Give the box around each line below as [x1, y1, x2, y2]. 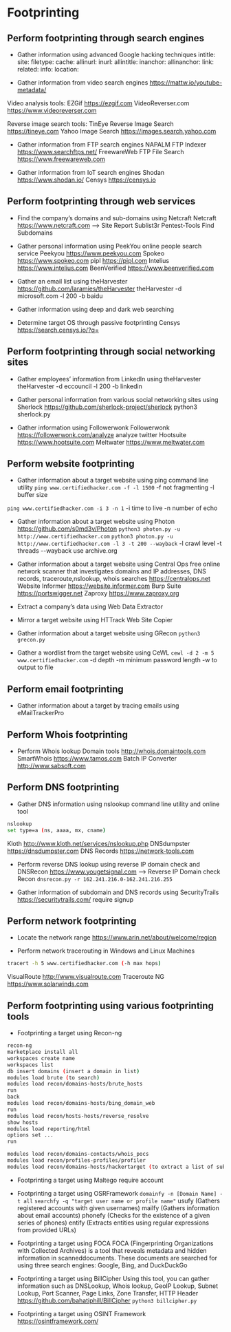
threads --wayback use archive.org [16, 547, 118, 555]
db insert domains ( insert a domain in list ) [7, 1068, 140, 1075]
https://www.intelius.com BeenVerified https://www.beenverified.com [16, 264, 214, 272]
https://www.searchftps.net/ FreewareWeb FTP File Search [16, 148, 184, 156]
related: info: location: [16, 65, 79, 73]
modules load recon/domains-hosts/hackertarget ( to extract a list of [7, 1163, 214, 1170]
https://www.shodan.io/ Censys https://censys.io [16, 176, 156, 184]
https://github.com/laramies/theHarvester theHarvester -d [16, 284, 182, 293]
